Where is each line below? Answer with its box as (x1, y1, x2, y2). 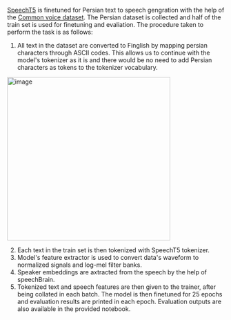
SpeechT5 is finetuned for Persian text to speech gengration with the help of (7, 6, 225, 14)
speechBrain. (17, 276, 55, 283)
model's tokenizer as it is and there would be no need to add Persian (17, 56, 212, 64)
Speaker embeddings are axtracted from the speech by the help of (17, 268, 207, 276)
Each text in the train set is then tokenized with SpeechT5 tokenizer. (17, 246, 210, 254)
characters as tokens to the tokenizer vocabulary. (17, 64, 158, 71)
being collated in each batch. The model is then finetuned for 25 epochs (17, 290, 223, 298)
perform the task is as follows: (7, 28, 93, 36)
